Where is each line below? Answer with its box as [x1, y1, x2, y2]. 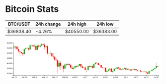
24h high [67, 21, 87, 27]
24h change [35, 21, 61, 27]
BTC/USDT [8, 21, 31, 27]
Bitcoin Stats [5, 3, 59, 15]
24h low [96, 21, 114, 27]
